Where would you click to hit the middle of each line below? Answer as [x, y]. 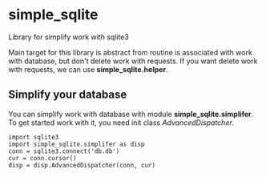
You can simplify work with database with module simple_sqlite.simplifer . [131, 114]
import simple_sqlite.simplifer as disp [77, 144]
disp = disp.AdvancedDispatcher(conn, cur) [82, 165]
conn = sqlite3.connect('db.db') [64, 151]
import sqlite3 [34, 137]
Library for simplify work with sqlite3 [69, 37]
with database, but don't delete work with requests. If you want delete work [133, 61]
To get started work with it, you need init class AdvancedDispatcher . [121, 123]
